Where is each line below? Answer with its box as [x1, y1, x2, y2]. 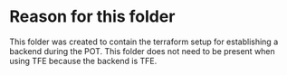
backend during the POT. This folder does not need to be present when [9, 45, 276, 56]
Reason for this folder [9, 6, 176, 27]
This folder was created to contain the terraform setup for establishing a [9, 36, 279, 47]
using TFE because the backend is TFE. [9, 55, 158, 66]
